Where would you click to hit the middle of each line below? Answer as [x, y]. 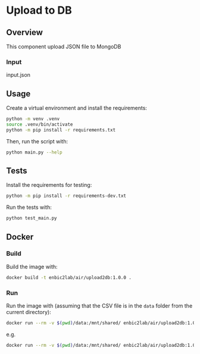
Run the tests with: [29, 207]
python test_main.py [32, 218]
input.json [18, 75]
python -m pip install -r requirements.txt [61, 130]
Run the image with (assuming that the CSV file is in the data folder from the [99, 306]
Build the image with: [32, 267]
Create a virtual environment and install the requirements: [77, 108]
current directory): [29, 312]
